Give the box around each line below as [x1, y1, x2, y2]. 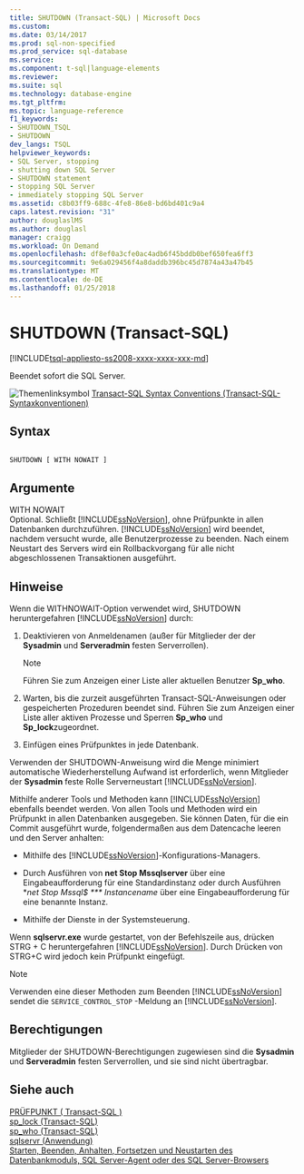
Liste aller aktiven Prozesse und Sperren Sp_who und [22, 712, 223, 723]
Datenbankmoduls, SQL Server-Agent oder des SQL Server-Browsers [9, 1154, 270, 1165]
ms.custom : [9, 22, 51, 31]
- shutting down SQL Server [9, 165, 116, 174]
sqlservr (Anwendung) [9, 1135, 93, 1146]
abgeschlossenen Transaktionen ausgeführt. [9, 553, 177, 564]
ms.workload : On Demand [9, 242, 100, 251]
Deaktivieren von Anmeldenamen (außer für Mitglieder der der [22, 630, 256, 641]
